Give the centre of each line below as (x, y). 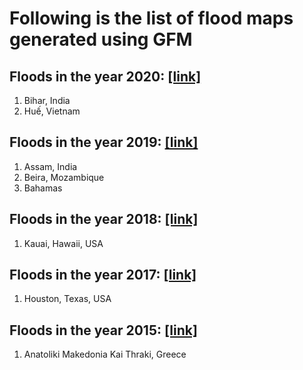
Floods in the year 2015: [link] (103, 330)
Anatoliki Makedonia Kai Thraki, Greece (105, 354)
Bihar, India (47, 100)
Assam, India (50, 166)
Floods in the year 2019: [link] (104, 142)
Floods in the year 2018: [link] (104, 219)
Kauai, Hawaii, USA (63, 243)
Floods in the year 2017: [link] (103, 275)
